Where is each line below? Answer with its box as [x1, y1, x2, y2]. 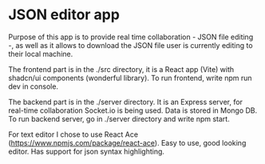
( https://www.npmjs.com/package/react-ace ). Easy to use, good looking [8, 138, 247, 147]
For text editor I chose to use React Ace [8, 130, 138, 139]
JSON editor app [8, 6, 120, 24]
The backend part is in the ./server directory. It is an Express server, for [8, 97, 243, 106]
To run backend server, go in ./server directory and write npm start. [8, 114, 230, 123]
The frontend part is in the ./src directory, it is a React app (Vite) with [8, 64, 235, 74]
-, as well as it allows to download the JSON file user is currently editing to [8, 40, 253, 50]
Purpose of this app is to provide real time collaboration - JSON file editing [8, 32, 254, 42]
